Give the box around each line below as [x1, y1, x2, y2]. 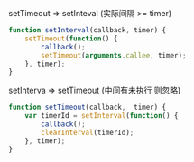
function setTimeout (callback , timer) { [8, 103, 167, 112]
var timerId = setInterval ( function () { [24, 112, 179, 121]
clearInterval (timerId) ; [41, 128, 134, 137]
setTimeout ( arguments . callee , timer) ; [41, 50, 187, 60]
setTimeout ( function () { [24, 34, 118, 43]
